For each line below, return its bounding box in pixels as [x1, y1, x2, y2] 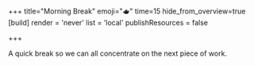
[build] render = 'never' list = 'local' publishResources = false [8, 18, 209, 27]
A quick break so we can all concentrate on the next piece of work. [8, 49, 228, 58]
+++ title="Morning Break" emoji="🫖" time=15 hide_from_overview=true [8, 6, 246, 16]
